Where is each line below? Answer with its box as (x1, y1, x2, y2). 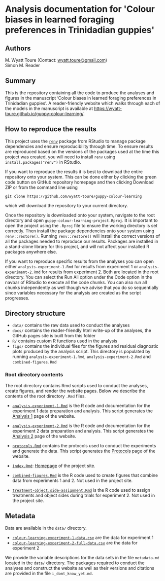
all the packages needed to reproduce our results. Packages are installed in (5, 238, 159, 244)
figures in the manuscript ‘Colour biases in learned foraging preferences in (5, 95, 157, 101)
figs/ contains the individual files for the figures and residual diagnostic (12, 343, 159, 349)
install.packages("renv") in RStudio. (5, 159, 81, 165)
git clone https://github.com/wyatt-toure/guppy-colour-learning (5, 194, 142, 199)
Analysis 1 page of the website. (12, 413, 75, 419)
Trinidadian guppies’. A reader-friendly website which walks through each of (5, 100, 160, 106)
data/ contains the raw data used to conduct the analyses (12, 322, 130, 328)
